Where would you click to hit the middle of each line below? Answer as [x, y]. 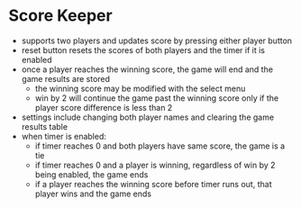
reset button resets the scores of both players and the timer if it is [143, 50]
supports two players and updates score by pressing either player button [157, 41]
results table [45, 126]
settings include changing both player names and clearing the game [148, 117]
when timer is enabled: [64, 136]
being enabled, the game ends [91, 174]
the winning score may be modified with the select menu [140, 88]
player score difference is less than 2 [104, 107]
